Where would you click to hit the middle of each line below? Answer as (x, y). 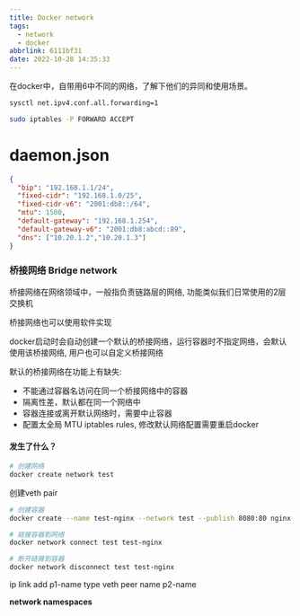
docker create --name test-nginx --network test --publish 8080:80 (138, 518)
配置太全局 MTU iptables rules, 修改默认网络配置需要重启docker (140, 424)
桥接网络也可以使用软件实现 (61, 322)
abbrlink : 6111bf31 (46, 51)
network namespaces (51, 602)
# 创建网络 (27, 466)
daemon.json (59, 155)
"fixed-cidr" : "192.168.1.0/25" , (80, 196)
